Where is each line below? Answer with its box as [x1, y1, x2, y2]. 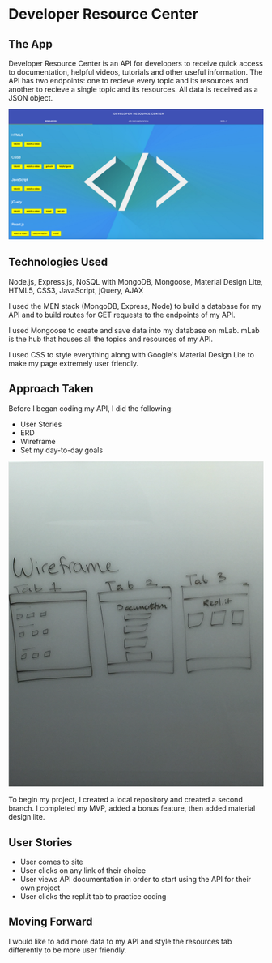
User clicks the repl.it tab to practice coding [19, 892, 167, 901]
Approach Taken [8, 382, 94, 396]
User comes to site [19, 857, 83, 867]
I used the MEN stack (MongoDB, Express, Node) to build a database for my [8, 301, 261, 310]
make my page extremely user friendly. [8, 358, 139, 368]
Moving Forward [8, 915, 93, 929]
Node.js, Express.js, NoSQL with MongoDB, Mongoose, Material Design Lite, [8, 276, 263, 286]
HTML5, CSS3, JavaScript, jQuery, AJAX [8, 285, 144, 295]
